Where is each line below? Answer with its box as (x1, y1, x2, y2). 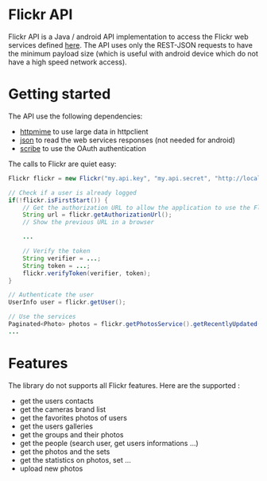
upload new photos (19, 464, 83, 473)
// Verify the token (22, 247, 91, 255)
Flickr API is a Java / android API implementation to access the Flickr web (8, 32, 249, 41)
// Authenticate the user (8, 291, 94, 299)
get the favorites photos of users (19, 413, 127, 422)
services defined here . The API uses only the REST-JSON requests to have (8, 40, 253, 49)
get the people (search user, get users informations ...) (19, 438, 199, 448)
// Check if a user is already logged (8, 188, 137, 196)
